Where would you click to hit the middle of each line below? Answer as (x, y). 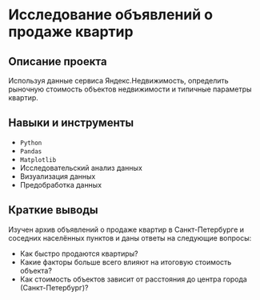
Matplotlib (38, 160)
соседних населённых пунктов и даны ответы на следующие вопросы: (130, 237)
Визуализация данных (58, 176)
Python (31, 143)
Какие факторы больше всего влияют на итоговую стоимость (126, 261)
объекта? (36, 270)
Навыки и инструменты (71, 123)
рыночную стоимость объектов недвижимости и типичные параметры (130, 89)
